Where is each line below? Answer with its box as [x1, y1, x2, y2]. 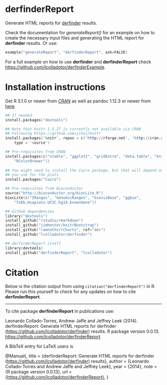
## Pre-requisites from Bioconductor [5, 186, 83, 191]
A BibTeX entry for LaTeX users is [5, 343, 74, 349]
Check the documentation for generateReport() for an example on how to [5, 29, 155, 35]
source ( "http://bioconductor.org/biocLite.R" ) [5, 191, 103, 195]
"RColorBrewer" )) [14, 158, 50, 164]
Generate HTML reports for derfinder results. [5, 20, 97, 26]
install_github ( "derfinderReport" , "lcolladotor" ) [5, 250, 112, 255]
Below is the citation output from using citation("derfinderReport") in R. [5, 284, 156, 289]
